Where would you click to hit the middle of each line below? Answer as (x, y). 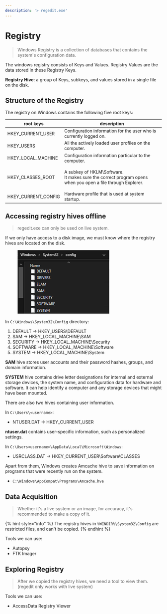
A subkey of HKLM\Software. (94, 172)
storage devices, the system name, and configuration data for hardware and (83, 383)
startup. (72, 199)
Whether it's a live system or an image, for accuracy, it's (75, 509)
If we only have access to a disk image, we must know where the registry (80, 238)
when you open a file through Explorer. (104, 183)
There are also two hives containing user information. (60, 403)
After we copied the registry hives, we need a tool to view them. (83, 582)
